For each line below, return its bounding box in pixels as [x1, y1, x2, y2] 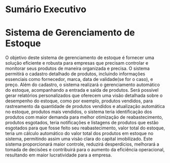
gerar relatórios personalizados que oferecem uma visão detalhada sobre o [5, 93, 163, 99]
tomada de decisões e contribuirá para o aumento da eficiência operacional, [5, 147, 165, 153]
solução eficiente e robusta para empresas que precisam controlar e [5, 60, 149, 66]
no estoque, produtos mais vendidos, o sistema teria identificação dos [5, 108, 152, 115]
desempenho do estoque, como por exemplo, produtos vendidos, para [5, 98, 153, 104]
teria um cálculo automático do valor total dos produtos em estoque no [5, 130, 154, 137]
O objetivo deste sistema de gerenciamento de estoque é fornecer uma [5, 55, 155, 61]
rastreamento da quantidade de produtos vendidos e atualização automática [5, 103, 165, 110]
